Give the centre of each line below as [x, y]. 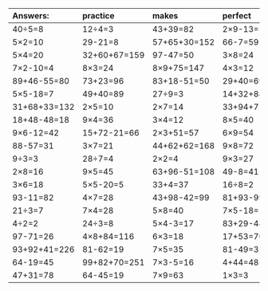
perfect [236, 16]
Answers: [31, 16]
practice [99, 16]
